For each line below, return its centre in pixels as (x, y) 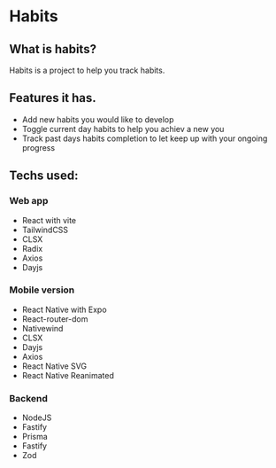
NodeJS (37, 417)
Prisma (35, 437)
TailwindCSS (45, 230)
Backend (29, 398)
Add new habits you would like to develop (98, 119)
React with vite (49, 220)
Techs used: (44, 176)
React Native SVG (54, 366)
